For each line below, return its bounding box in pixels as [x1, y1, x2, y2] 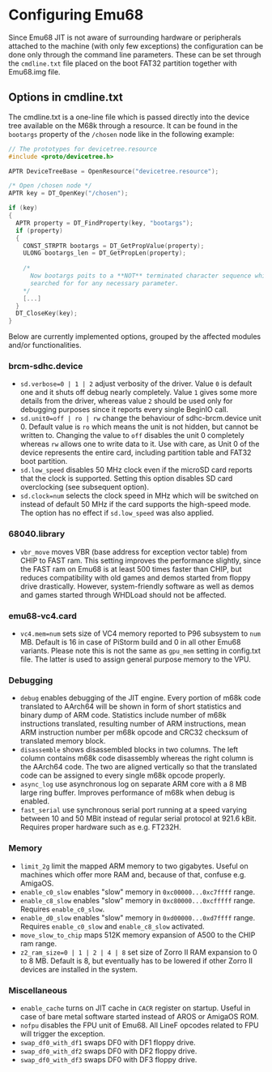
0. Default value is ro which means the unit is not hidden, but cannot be [19, 422, 259, 431]
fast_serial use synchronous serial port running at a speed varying [19, 805, 247, 815]
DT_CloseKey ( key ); [15, 310, 79, 318]
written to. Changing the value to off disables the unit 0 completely [19, 431, 244, 440]
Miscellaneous [8, 984, 67, 996]
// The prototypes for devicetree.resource [8, 144, 158, 153]
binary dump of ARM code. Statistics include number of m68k [19, 710, 227, 720]
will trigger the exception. [19, 1028, 105, 1039]
